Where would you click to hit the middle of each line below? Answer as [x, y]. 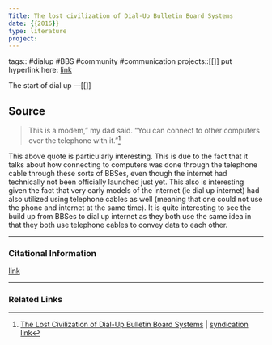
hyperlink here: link [40, 70]
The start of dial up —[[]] [50, 86]
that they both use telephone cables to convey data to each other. [118, 225]
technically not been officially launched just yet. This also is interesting [126, 182]
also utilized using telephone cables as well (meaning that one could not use [136, 199]
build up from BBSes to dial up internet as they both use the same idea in [130, 216]
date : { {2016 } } [34, 23]
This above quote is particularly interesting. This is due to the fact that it [128, 156]
